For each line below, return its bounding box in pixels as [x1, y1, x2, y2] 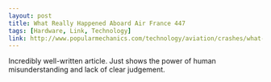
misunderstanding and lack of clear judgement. [8, 65, 165, 75]
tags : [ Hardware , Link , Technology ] [8, 27, 131, 35]
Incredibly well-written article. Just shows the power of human [8, 56, 216, 66]
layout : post [8, 11, 52, 20]
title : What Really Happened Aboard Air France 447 [8, 19, 186, 27]
